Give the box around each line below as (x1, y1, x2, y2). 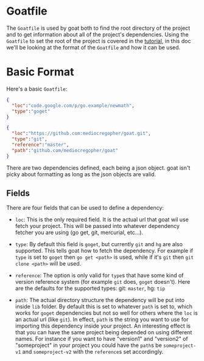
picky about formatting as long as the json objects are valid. (6, 170, 157, 177)
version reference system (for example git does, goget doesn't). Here (15, 278, 191, 286)
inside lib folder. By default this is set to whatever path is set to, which (15, 303, 193, 311)
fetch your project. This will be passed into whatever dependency (15, 222, 180, 230)
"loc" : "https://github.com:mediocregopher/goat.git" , (12, 131, 151, 137)
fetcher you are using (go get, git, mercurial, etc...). (15, 229, 144, 236)
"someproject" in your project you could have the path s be (15, 342, 163, 349)
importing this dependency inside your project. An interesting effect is (15, 322, 191, 329)
